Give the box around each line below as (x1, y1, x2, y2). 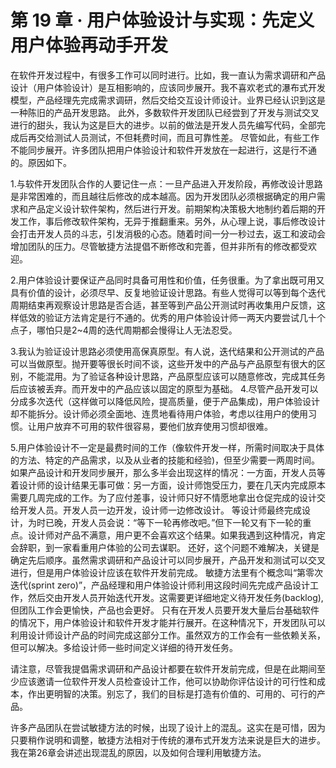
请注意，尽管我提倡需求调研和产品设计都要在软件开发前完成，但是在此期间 (10, 662, 317, 675)
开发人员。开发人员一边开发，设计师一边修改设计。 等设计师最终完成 (18, 504, 302, 516)
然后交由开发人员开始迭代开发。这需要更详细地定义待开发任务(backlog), (27, 591, 324, 603)
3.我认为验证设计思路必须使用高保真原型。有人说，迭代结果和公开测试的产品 (10, 345, 325, 357)
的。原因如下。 (10, 156, 72, 168)
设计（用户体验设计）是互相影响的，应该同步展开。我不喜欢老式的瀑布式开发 (10, 81, 326, 93)
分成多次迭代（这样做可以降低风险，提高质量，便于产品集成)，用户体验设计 (10, 395, 321, 407)
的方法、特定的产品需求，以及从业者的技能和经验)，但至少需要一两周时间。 (10, 454, 321, 466)
